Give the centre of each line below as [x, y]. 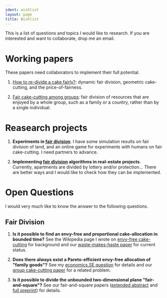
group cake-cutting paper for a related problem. [62, 270]
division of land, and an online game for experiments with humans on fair [87, 147]
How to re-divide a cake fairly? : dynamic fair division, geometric [78, 82]
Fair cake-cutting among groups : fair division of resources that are [81, 97]
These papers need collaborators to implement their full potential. [73, 72]
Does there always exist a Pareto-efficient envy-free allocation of [82, 259]
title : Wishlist [22, 19]
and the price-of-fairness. [56, 87]
